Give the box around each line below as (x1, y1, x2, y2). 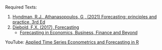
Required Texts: (5, 4, 37, 10)
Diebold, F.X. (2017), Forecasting (12, 24, 79, 30)
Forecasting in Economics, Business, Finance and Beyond (19, 30, 138, 35)
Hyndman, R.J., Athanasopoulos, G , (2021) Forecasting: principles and (12, 14, 157, 19)
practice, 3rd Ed (12, 19, 46, 25)
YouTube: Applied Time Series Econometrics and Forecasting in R (5, 39, 139, 45)
